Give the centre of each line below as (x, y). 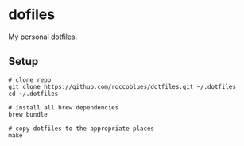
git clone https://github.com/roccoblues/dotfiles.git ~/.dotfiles (122, 86)
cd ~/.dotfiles (33, 94)
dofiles (32, 15)
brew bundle (28, 114)
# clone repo (30, 80)
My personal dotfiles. (43, 36)
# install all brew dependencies (64, 108)
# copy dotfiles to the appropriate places (81, 129)
